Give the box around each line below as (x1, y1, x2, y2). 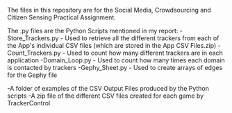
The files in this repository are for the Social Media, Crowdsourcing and (7, 6, 212, 14)
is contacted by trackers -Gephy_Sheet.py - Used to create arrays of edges (7, 64, 223, 71)
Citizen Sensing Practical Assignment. (7, 13, 116, 21)
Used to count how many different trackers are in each (67, 49, 224, 57)
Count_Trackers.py (7, 49, 61, 57)
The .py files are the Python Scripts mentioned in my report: (7, 27, 179, 35)
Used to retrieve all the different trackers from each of (65, 34, 219, 42)
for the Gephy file (7, 71, 58, 79)
